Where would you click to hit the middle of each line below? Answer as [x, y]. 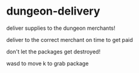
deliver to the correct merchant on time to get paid [69, 40]
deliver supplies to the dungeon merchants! [61, 28]
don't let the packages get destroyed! [53, 51]
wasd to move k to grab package [48, 63]
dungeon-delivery [53, 11]
